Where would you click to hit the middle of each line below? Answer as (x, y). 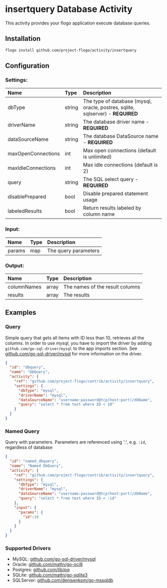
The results (77, 294)
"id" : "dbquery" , (28, 367)
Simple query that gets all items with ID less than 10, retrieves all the (75, 337)
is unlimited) (97, 157)
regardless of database (29, 447)
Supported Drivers (28, 548)
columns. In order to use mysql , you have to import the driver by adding (78, 343)
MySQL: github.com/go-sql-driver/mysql (54, 559)
